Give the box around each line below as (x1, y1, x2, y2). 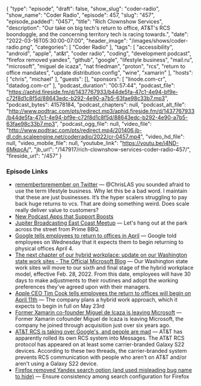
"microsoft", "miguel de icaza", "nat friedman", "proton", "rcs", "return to (6, 63, 185, 70)
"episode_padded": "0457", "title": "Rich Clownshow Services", (6, 18, 164, 25)
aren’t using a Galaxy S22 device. (14, 360, 98, 367)
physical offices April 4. (14, 245, 74, 252)
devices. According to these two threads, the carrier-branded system (14, 347, 187, 355)
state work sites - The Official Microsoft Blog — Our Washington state (14, 258, 188, 265)
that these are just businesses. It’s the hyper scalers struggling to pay (14, 194, 188, 201)
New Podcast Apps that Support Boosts (14, 213, 114, 220)
